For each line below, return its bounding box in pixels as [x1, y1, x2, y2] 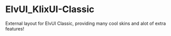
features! [5, 25, 25, 31]
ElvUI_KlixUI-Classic [5, 4, 95, 15]
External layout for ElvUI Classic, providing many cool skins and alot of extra [5, 20, 166, 26]
